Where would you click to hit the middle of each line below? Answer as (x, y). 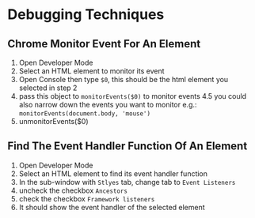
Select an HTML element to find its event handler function (113, 173)
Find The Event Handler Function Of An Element (127, 147)
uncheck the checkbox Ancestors (73, 190)
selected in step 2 (48, 88)
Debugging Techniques (86, 15)
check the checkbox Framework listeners (87, 198)
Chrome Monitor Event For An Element (104, 44)
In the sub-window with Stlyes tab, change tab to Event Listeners (127, 182)
